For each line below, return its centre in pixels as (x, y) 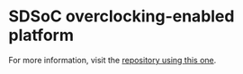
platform (41, 35)
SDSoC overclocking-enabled (121, 16)
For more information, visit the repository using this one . (112, 60)
